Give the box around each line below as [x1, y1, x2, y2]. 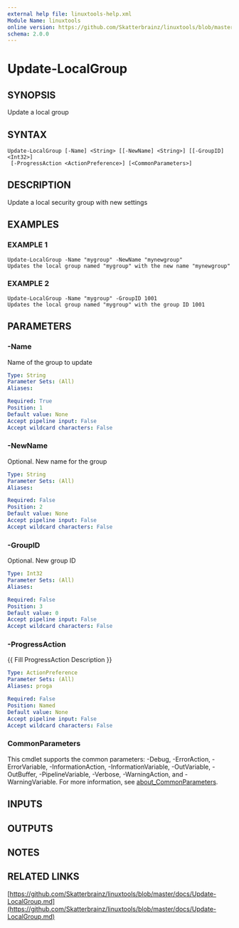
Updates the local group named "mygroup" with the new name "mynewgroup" [7, 262, 231, 270]
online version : [7, 23, 55, 31]
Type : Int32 [7, 570, 43, 577]
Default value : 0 [7, 609, 59, 617]
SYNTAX [7, 129, 48, 141]
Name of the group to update [7, 358, 92, 366]
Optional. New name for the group [7, 457, 107, 466]
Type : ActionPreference [7, 669, 78, 676]
